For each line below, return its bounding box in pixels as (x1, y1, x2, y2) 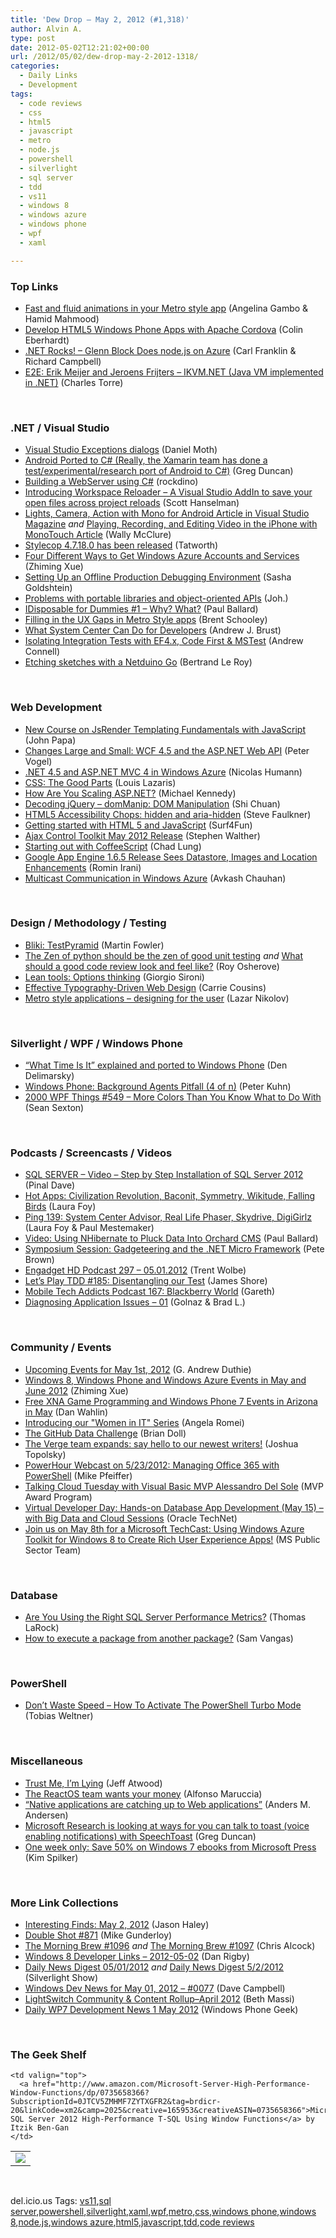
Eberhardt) (24, 334, 70, 346)
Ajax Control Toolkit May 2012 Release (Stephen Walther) (24, 829, 261, 841)
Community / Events (10, 1341, 112, 1355)
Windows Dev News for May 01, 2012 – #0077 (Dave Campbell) (24, 1982, 286, 1994)
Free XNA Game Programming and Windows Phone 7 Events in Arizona (24, 1395, 318, 1407)
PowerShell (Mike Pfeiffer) (24, 1469, 133, 1481)
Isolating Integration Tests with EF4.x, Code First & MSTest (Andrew (24, 635, 304, 647)
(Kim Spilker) (24, 1851, 79, 1863)
